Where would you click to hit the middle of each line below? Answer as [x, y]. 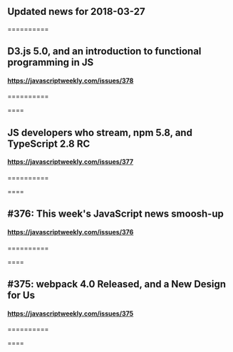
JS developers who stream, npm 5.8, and [100, 132]
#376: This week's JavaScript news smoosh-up [116, 214]
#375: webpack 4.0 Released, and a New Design [117, 284]
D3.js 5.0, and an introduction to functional [104, 52]
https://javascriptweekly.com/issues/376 [71, 232]
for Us [21, 295]
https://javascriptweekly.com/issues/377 [71, 162]
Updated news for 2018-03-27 [76, 12]
